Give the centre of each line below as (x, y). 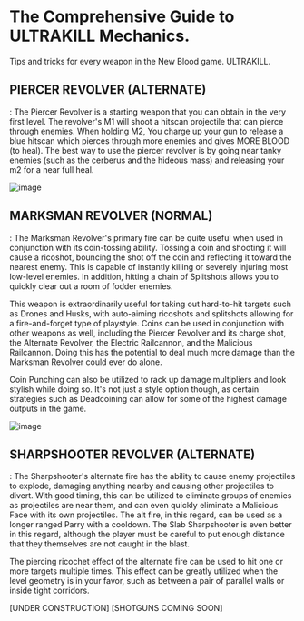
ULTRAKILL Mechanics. (100, 36)
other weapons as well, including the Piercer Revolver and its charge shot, (148, 333)
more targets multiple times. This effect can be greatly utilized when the (144, 571)
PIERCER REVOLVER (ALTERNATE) (108, 90)
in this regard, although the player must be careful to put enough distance (147, 535)
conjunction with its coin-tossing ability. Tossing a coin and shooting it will (148, 247)
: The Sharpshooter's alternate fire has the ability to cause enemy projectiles (152, 476)
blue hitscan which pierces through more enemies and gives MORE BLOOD (150, 140)
